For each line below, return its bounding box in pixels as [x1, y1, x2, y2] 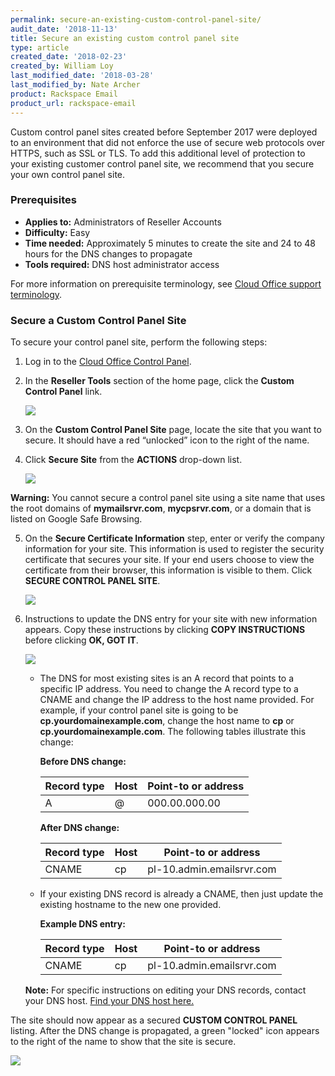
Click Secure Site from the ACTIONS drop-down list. [24, 454, 243, 466]
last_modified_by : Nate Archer [10, 80, 141, 90]
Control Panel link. [24, 386, 103, 398]
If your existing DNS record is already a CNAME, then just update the [39, 888, 324, 900]
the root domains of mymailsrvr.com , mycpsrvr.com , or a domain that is [10, 502, 312, 515]
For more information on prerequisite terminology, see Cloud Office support [10, 277, 322, 290]
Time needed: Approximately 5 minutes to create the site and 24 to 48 [24, 237, 316, 249]
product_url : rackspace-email [10, 98, 137, 108]
